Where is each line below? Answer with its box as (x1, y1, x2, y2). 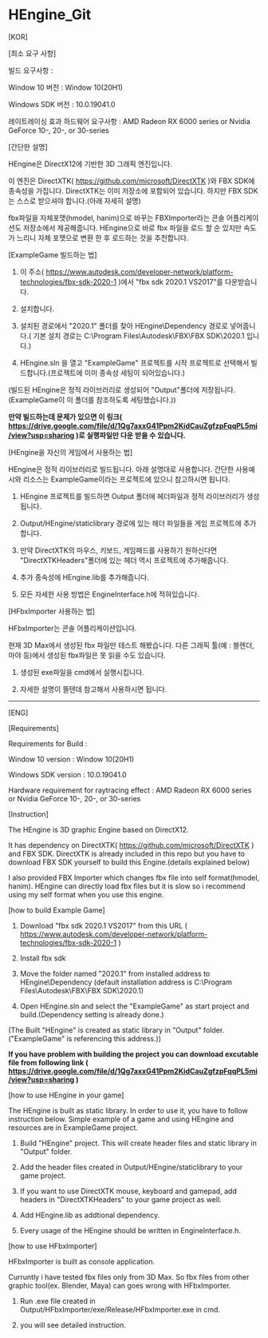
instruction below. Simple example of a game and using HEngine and (8, 1114, 234, 1124)
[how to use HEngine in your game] (8, 1090, 124, 1100)
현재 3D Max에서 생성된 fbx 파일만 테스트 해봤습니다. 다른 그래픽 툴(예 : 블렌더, (8, 640, 255, 649)
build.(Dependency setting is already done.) (19, 1009, 164, 1019)
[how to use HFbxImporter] (8, 1241, 97, 1251)
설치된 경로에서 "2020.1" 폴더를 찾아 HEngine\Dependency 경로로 (19, 321, 229, 330)
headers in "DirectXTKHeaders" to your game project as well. (19, 1194, 222, 1204)
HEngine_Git (8, 6, 92, 24)
